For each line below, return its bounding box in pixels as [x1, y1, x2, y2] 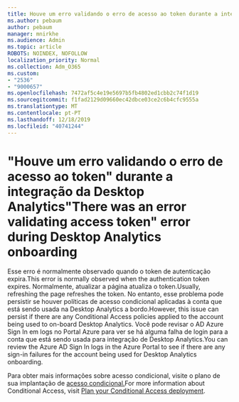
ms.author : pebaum [7, 17, 62, 24]
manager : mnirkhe [7, 30, 59, 38]
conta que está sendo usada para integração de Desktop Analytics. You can [7, 335, 228, 344]
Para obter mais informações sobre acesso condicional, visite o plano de [7, 371, 221, 380]
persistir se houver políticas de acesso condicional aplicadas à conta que [7, 298, 223, 306]
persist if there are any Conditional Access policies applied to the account [7, 313, 224, 321]
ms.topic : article [7, 43, 62, 50]
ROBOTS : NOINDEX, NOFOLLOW [7, 50, 87, 58]
